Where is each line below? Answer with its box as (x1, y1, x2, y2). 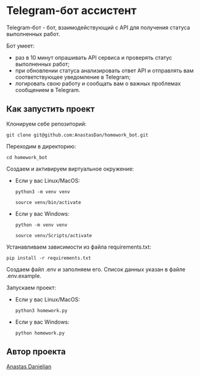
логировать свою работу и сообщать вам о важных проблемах (15, 80, 181, 87)
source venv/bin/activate (15, 199, 81, 205)
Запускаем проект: (6, 284, 56, 291)
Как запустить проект (6, 104, 95, 115)
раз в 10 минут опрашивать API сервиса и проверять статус (15, 54, 173, 61)
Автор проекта (6, 347, 66, 357)
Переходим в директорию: (6, 143, 76, 150)
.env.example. (6, 272, 41, 279)
